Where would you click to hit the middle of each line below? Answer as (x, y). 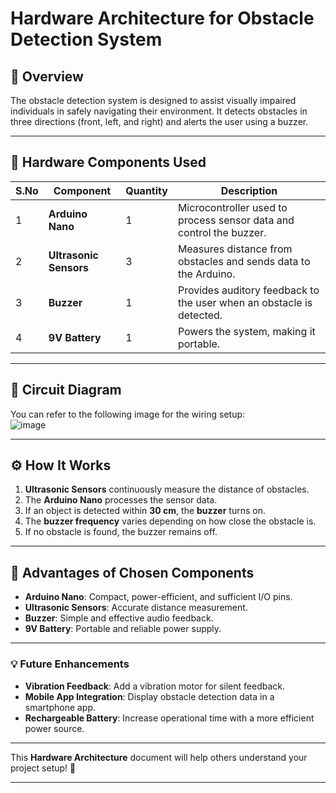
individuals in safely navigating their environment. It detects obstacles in (159, 111)
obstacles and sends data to (244, 261)
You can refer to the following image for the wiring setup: (128, 414)
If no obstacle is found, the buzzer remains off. (121, 532)
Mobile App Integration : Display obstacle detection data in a (149, 696)
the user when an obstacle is (245, 302)
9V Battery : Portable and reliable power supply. (123, 629)
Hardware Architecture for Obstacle (162, 18)
